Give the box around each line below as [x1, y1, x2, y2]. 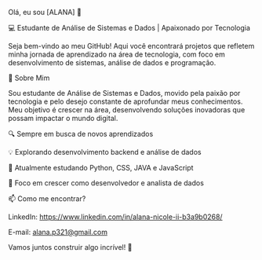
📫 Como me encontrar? [8, 194, 86, 203]
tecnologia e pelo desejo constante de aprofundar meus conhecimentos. [8, 97, 243, 106]
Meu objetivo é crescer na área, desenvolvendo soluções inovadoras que [8, 105, 246, 114]
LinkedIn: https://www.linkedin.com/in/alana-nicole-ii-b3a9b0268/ [8, 212, 223, 222]
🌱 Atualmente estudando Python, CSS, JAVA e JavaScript [8, 163, 194, 172]
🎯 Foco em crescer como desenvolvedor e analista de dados [8, 178, 204, 188]
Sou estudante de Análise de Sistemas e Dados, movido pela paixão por [8, 89, 241, 97]
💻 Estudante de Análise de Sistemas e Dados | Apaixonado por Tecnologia [8, 24, 251, 32]
